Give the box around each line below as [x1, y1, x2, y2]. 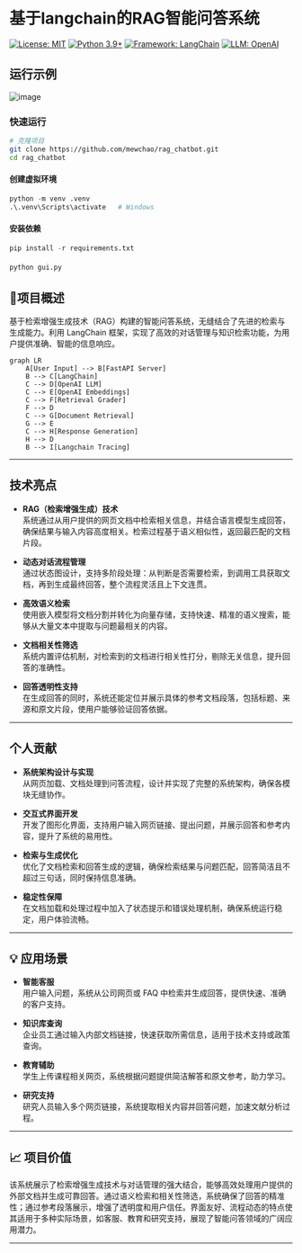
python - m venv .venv [9, 194, 91, 203]
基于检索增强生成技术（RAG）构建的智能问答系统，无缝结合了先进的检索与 [9, 316, 286, 327]
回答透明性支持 [22, 681, 78, 692]
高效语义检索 [22, 597, 70, 608]
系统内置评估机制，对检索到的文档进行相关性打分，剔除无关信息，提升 [22, 650, 283, 661]
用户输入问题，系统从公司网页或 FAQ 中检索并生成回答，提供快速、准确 [22, 988, 287, 998]
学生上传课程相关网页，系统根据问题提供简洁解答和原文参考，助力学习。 [22, 1071, 290, 1082]
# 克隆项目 [9, 137, 45, 146]
